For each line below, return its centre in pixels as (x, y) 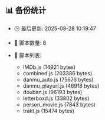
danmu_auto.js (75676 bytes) (58, 79)
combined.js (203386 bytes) (58, 73)
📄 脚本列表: (28, 55)
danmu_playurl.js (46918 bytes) (61, 86)
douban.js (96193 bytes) (52, 92)
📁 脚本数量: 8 (30, 42)
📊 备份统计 (26, 11)
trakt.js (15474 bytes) (49, 111)
